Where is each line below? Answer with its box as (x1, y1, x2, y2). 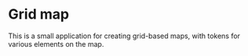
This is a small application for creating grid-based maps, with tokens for (8, 31, 241, 40)
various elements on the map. (8, 39, 104, 48)
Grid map (8, 5, 69, 23)
